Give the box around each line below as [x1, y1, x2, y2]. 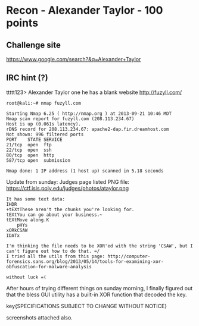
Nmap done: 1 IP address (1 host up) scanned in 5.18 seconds [6, 168, 164, 174]
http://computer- [107, 253, 151, 259]
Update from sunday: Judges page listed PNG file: [6, 178, 130, 185]
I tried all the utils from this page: [6, 253, 105, 259]
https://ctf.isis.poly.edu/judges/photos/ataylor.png [6, 184, 129, 192]
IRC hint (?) [6, 73, 49, 83]
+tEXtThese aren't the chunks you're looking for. [6, 206, 135, 212]
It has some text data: [6, 196, 66, 202]
